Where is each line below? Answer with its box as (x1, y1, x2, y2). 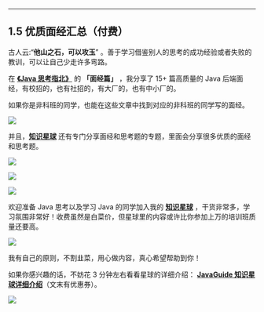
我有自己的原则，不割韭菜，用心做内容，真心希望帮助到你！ (8, 252, 201, 263)
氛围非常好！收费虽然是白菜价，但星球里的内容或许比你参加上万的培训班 (14, 212, 249, 221)
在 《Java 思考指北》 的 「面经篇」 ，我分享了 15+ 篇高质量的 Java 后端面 (8, 74, 244, 83)
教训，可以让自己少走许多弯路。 (8, 56, 112, 67)
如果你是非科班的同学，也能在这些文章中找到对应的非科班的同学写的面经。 (8, 100, 249, 110)
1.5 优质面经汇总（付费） (8, 25, 128, 38)
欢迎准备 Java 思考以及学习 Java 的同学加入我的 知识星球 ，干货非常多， (8, 201, 244, 212)
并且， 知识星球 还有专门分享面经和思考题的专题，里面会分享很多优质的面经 (8, 131, 251, 141)
